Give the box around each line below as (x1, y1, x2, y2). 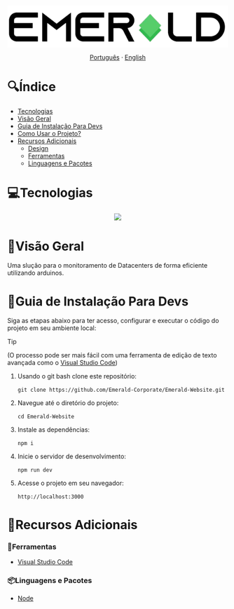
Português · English (90, 53, 146, 61)
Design (27, 144, 49, 152)
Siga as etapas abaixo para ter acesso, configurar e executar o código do (7, 317, 219, 325)
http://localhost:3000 (17, 493, 84, 500)
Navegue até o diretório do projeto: (17, 399, 119, 407)
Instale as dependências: (17, 425, 90, 434)
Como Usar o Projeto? (17, 129, 82, 137)
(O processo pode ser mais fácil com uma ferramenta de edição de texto (7, 351, 217, 360)
